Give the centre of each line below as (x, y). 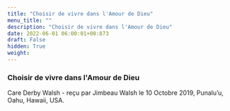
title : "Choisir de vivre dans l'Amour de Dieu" (80, 14)
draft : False (27, 40)
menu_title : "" (30, 20)
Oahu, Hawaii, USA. (36, 100)
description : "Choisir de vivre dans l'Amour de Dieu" (90, 27)
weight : (19, 53)
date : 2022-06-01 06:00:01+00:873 (58, 33)
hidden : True (27, 46)
